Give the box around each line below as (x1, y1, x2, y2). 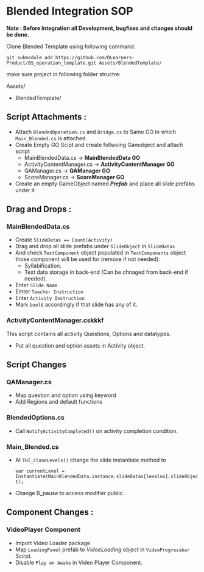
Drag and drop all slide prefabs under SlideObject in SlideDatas (15, 243, 175, 250)
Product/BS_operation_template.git (6, 60, 97, 66)
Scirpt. (15, 552, 32, 559)
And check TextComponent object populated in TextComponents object (15, 249, 186, 257)
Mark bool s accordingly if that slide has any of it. (15, 301, 138, 309)
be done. (6, 30, 29, 38)
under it (15, 186, 35, 193)
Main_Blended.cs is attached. (15, 134, 87, 141)
